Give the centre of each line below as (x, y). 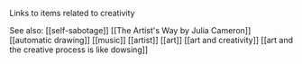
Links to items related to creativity (72, 13)
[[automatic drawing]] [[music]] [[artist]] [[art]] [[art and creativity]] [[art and (151, 40)
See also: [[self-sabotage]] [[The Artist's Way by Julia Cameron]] (130, 30)
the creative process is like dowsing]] (79, 50)
